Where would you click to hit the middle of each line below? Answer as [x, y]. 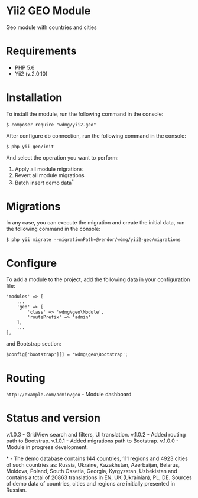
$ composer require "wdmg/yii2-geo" [51, 125]
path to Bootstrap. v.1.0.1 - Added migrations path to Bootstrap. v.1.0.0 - [92, 441]
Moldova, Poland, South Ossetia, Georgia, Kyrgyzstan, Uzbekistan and [92, 471]
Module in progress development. [47, 447]
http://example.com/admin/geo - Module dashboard [69, 395]
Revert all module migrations [49, 175]
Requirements [41, 51]
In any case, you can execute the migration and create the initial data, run [95, 223]
